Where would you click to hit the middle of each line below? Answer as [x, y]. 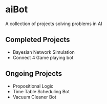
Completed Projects [38, 40]
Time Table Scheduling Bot [41, 91]
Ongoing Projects [34, 74]
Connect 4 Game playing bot [43, 57]
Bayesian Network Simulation [44, 52]
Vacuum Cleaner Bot [34, 97]
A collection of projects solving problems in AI [54, 24]
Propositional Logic [33, 86]
